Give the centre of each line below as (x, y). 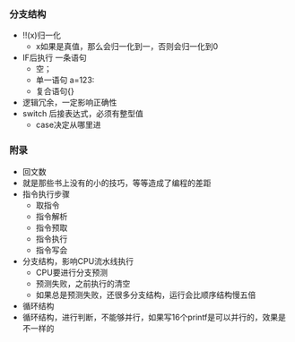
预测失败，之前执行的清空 (83, 283)
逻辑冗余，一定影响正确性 (69, 103)
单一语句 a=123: (65, 80)
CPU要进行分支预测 (72, 272)
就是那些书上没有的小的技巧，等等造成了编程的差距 (117, 183)
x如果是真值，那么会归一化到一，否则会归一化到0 (127, 47)
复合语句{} (55, 91)
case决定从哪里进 (68, 125)
